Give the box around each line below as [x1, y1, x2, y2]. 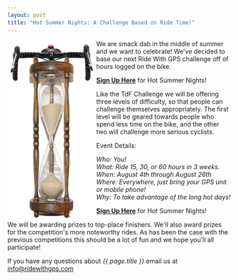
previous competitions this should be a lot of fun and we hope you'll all [7, 235, 215, 244]
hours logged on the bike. [96, 62, 172, 70]
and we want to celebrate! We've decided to [96, 47, 225, 55]
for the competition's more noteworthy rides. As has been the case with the [7, 227, 229, 236]
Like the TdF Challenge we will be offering [96, 90, 219, 98]
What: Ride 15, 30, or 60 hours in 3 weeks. [96, 162, 220, 171]
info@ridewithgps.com [7, 264, 74, 273]
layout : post [7, 11, 46, 18]
